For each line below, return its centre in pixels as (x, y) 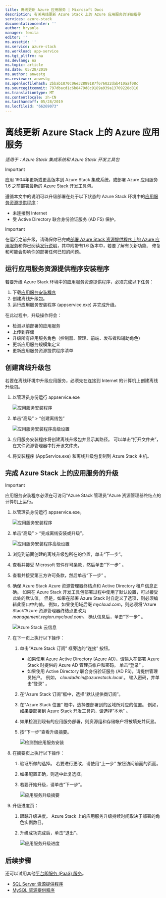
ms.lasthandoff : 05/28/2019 (34, 102)
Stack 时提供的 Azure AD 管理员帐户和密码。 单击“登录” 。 (87, 665)
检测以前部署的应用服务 (36, 325)
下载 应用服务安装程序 (34, 292)
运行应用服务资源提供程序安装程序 (57, 269)
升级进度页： (25, 806)
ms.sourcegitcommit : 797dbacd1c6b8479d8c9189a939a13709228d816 (72, 88)
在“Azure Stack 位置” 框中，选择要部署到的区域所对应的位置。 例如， (90, 705)
